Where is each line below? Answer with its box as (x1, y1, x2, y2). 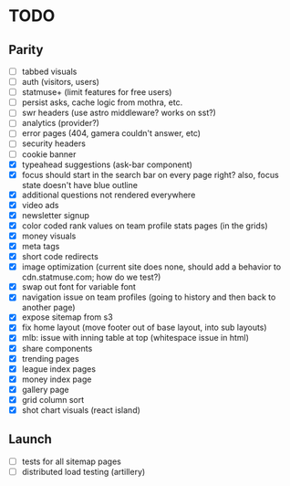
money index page (21, 374, 92, 385)
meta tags (21, 241, 60, 251)
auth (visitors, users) (21, 77, 99, 88)
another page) (21, 302, 76, 313)
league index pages (21, 363, 97, 375)
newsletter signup (21, 209, 90, 220)
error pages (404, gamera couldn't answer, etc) (21, 128, 202, 139)
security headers (21, 138, 86, 149)
